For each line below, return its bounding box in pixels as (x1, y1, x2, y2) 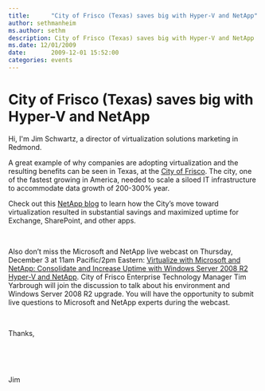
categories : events (8, 57, 73, 65)
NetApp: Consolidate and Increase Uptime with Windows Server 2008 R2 (8, 263, 248, 273)
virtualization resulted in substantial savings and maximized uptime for (8, 207, 239, 216)
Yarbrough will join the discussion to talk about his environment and (8, 280, 231, 290)
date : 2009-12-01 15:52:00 (8, 49, 119, 57)
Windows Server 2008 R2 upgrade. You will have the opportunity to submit (8, 289, 255, 298)
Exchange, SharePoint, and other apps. (8, 215, 137, 225)
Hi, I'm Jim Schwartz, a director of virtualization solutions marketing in (8, 133, 239, 144)
